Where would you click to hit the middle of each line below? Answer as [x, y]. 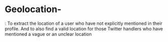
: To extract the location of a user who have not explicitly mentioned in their [84, 23]
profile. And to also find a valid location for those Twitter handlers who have [84, 28]
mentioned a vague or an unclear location [48, 34]
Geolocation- [33, 9]
